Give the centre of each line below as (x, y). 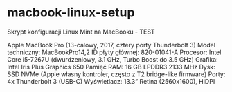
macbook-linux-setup (71, 13)
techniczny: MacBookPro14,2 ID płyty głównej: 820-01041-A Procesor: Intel (114, 52)
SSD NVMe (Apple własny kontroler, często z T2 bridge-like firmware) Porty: (116, 74)
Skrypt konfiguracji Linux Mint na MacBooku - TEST (81, 32)
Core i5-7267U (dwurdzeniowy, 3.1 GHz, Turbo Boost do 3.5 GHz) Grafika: (113, 59)
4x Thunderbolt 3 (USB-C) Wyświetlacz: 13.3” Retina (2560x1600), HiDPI (111, 81)
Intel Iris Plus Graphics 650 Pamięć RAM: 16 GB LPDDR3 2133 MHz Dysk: (111, 67)
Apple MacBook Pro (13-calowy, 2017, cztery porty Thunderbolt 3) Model (111, 45)
